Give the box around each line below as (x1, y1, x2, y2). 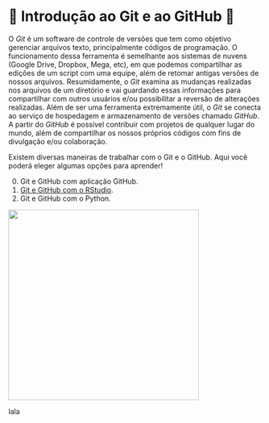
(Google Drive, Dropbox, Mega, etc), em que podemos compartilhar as (8, 60, 242, 69)
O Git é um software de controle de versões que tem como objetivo (8, 34, 232, 44)
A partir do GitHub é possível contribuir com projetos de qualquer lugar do (8, 119, 255, 129)
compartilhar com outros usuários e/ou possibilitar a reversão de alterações (8, 93, 260, 103)
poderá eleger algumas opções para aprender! (8, 160, 163, 170)
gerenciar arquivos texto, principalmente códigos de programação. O (8, 42, 238, 52)
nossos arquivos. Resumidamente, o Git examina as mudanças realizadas (8, 77, 252, 86)
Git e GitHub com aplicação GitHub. (19, 176, 139, 186)
